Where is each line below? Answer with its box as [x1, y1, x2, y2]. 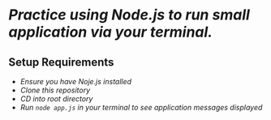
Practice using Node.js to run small [8, 6, 250, 24]
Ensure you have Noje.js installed [19, 77, 132, 86]
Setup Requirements [8, 55, 114, 69]
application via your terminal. [8, 23, 213, 41]
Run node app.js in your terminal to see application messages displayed [19, 103, 263, 112]
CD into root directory [19, 94, 93, 103]
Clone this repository [19, 85, 91, 95]
